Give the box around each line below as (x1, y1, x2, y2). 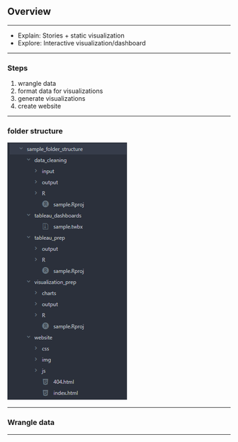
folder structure (7, 126, 64, 136)
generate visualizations (17, 94, 86, 103)
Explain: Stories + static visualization (17, 31, 125, 40)
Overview (7, 6, 52, 18)
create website (17, 102, 62, 111)
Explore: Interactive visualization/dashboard (17, 38, 147, 47)
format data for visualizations (17, 87, 103, 95)
